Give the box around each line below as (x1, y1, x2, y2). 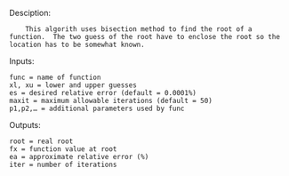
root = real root (9, 137, 74, 146)
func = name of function (9, 73, 101, 82)
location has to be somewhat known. (9, 40, 145, 49)
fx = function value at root (9, 145, 117, 154)
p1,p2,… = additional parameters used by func (9, 104, 185, 113)
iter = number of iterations (9, 160, 117, 169)
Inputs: (9, 56, 35, 66)
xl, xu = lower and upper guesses (9, 81, 138, 90)
